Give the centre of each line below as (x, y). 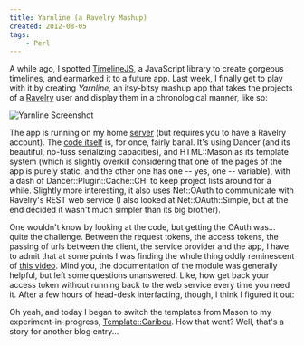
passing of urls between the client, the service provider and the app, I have (149, 246)
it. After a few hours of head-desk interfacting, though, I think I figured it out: (152, 294)
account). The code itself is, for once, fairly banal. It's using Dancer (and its (150, 142)
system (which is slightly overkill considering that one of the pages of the (146, 162)
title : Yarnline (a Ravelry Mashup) (78, 18)
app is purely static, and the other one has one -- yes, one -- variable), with (150, 171)
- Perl (38, 43)
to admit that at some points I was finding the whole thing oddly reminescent (152, 256)
